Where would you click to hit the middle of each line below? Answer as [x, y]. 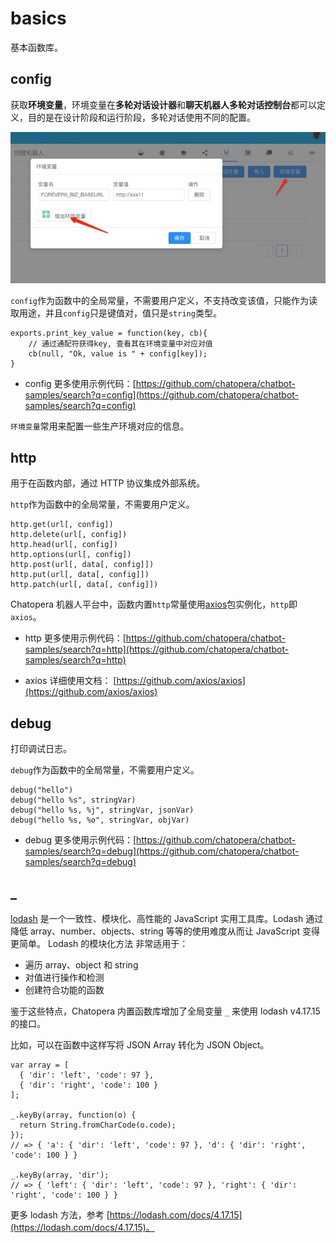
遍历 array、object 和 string [81, 964]
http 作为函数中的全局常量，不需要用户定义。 [102, 504]
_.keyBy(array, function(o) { [73, 1115]
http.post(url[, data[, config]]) [82, 565]
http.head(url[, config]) [64, 545]
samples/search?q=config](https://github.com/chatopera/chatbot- [162, 394]
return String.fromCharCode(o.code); [98, 1125]
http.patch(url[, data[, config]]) [84, 585]
